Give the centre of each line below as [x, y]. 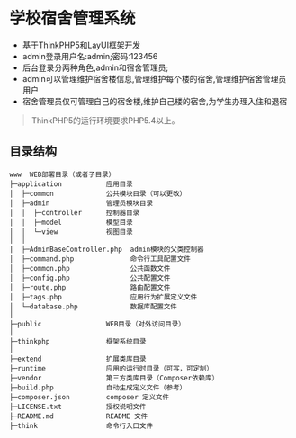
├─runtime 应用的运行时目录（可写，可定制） [112, 368]
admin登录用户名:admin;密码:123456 [90, 56]
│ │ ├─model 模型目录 [71, 222]
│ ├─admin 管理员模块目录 [81, 203]
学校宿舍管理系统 [73, 18]
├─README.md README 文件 [79, 416]
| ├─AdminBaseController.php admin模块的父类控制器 [107, 249]
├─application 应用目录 [71, 184]
